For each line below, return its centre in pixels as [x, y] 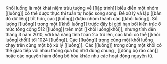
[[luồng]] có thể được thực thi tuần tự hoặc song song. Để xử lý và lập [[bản [83, 13]
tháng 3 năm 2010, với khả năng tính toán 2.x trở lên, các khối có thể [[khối [83, 35]
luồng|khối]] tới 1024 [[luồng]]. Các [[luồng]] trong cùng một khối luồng [79, 40]
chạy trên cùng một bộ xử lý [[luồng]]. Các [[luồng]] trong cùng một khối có [84, 45]
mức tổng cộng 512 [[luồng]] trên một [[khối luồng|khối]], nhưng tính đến [81, 29]
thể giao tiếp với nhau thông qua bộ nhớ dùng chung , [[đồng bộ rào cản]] [82, 51]
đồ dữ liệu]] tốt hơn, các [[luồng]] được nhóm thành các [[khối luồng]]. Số [81, 18]
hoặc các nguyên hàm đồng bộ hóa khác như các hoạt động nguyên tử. [79, 56]
